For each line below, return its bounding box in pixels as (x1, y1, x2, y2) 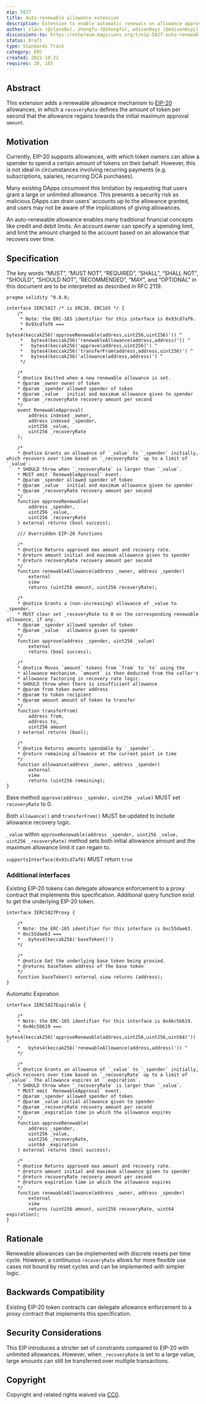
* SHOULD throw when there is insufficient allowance (17, 681, 158, 687)
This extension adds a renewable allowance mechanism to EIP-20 (6, 99, 172, 107)
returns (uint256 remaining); (28, 777, 105, 784)
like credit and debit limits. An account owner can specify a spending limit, (6, 222, 194, 230)
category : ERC (6, 49, 43, 55)
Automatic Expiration (6, 990, 59, 998)
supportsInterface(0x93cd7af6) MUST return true (6, 855, 133, 863)
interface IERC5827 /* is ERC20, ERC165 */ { (6, 305, 124, 311)
